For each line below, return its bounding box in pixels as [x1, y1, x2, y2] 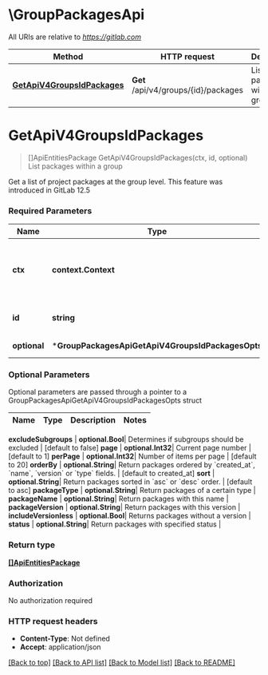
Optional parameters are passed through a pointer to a [8, 387, 187, 397]
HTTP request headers [8, 615, 98, 626]
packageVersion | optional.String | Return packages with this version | [8, 502, 241, 512]
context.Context [51, 264, 116, 276]
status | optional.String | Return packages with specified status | [8, 519, 222, 529]
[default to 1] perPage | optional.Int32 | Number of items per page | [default [8, 451, 257, 461]
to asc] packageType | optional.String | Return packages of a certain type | [8, 486, 257, 495]
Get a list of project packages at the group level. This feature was [8, 177, 223, 186]
